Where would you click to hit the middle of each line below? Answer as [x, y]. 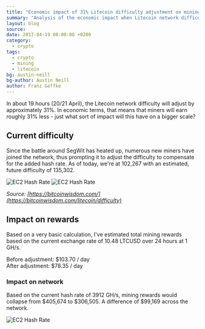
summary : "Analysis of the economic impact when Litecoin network [92, 18]
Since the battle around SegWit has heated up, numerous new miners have [100, 150]
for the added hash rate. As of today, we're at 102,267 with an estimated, [98, 164]
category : [19, 40]
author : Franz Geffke [34, 86]
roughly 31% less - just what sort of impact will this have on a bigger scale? [101, 116]
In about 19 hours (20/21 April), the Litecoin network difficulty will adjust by [100, 104]
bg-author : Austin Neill [38, 80]
